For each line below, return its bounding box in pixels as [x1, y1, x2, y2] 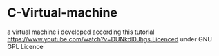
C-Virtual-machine [7, 5, 118, 21]
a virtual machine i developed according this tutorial [7, 28, 155, 36]
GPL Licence [7, 42, 44, 50]
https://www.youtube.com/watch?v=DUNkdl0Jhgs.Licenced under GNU [7, 35, 213, 43]
